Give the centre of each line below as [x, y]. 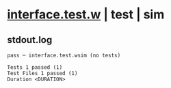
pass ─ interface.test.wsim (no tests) [64, 55]
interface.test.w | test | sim [86, 15]
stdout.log [30, 40]
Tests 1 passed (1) [35, 68]
